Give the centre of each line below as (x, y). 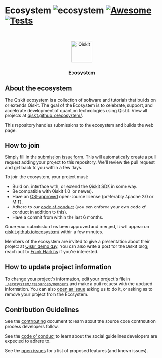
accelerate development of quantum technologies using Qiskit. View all (76, 110)
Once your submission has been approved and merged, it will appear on (77, 227)
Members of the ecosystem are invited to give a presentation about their (77, 242)
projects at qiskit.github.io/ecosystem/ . (44, 115)
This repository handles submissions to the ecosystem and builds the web (79, 125)
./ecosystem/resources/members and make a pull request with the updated (79, 284)
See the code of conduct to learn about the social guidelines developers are (81, 336)
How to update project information (58, 267)
